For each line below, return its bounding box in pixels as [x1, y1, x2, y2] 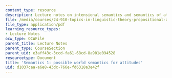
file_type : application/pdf [5, 22, 66, 27]
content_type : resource [5, 7, 56, 13]
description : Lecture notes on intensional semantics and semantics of [5, 12, 161, 17]
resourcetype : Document [5, 55, 56, 61]
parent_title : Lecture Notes [5, 41, 68, 46]
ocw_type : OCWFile [5, 36, 45, 42]
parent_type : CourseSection [5, 46, 66, 51]
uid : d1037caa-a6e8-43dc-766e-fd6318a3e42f [5, 65, 100, 70]
